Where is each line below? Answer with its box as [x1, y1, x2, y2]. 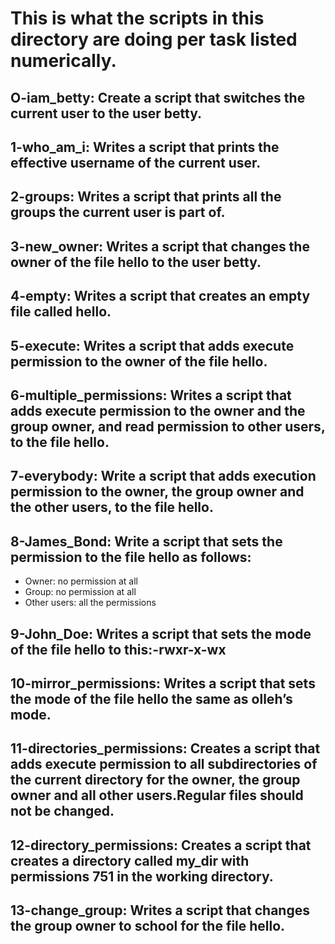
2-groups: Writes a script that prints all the [10, 188, 282, 206]
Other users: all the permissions [24, 597, 157, 609]
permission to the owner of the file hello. [10, 353, 268, 370]
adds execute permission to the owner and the [10, 402, 306, 419]
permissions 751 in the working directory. [10, 868, 274, 885]
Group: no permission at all [24, 586, 137, 598]
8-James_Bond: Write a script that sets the [10, 533, 283, 550]
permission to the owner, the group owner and [10, 483, 305, 501]
